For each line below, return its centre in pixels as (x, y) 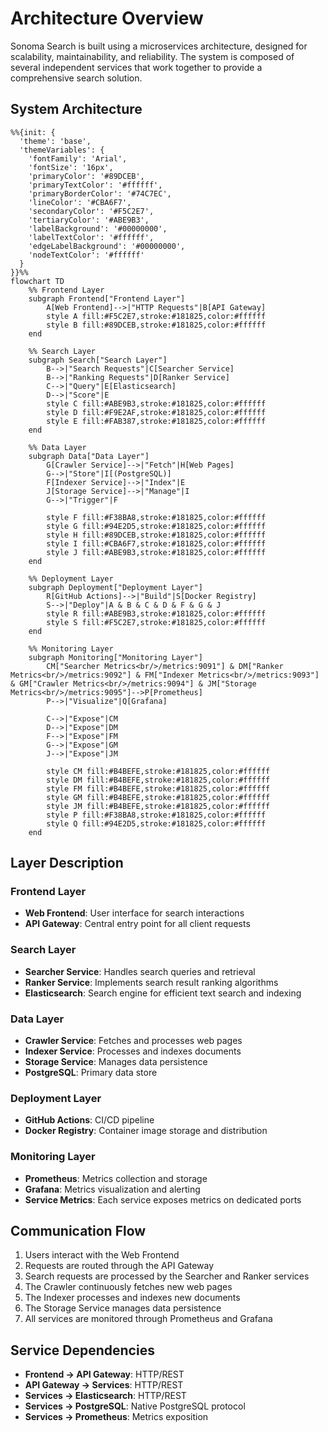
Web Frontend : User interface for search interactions (134, 913)
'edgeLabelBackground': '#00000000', (107, 246)
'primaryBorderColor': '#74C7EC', (100, 193)
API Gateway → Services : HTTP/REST (104, 1385)
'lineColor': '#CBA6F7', (80, 202)
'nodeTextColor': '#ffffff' (86, 255)
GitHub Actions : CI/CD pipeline (89, 1120)
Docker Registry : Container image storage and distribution (146, 1131)
